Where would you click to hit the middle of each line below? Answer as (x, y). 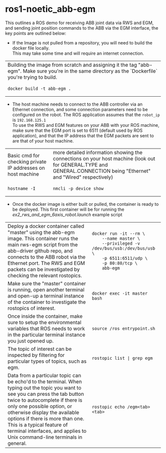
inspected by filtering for (36, 355)
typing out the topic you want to (44, 387)
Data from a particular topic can (44, 375)
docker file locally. (31, 48)
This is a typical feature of (38, 424)
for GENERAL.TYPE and (80, 165)
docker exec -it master (120, 293)
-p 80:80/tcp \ (120, 263)
